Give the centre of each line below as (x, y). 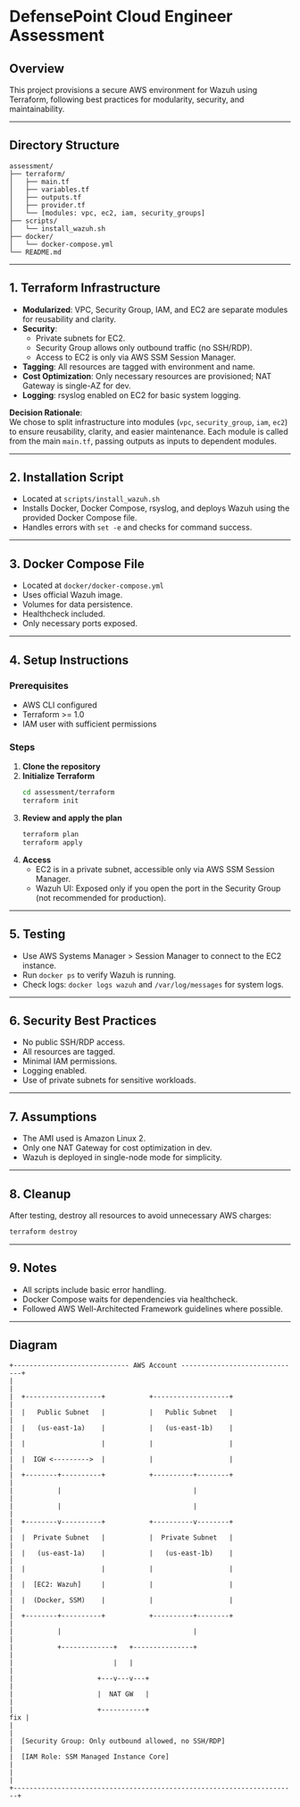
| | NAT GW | (79, 1694)
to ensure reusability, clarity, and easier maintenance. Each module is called (149, 431)
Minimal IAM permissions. (70, 1061)
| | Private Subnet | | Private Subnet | (121, 1538)
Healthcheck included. (63, 614)
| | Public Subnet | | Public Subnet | (121, 1413)
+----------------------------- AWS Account (93, 1366)
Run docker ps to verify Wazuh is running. (99, 975)
